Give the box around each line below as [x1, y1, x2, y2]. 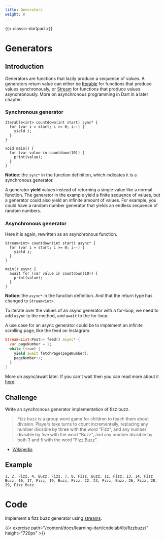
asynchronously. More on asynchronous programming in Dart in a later [5, 91, 149, 97]
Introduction [5, 62, 44, 71]
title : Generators [5, 7, 43, 12]
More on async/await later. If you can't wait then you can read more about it [5, 374, 159, 379]
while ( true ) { [9, 346, 41, 351]
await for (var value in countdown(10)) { [9, 271, 98, 276]
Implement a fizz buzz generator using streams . [5, 515, 102, 521]
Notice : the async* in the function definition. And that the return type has [5, 292, 153, 299]
